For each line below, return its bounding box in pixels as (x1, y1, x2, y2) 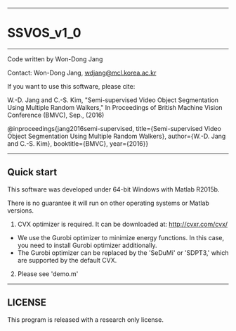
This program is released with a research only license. (7, 315, 164, 324)
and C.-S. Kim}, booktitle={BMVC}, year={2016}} (7, 139, 149, 148)
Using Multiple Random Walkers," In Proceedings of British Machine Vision (7, 103, 223, 111)
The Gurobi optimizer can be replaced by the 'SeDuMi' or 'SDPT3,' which (17, 248, 229, 257)
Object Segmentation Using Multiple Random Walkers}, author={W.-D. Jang (7, 132, 226, 140)
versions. (7, 206, 34, 215)
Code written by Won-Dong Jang (7, 54, 103, 63)
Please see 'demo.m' (17, 269, 79, 278)
